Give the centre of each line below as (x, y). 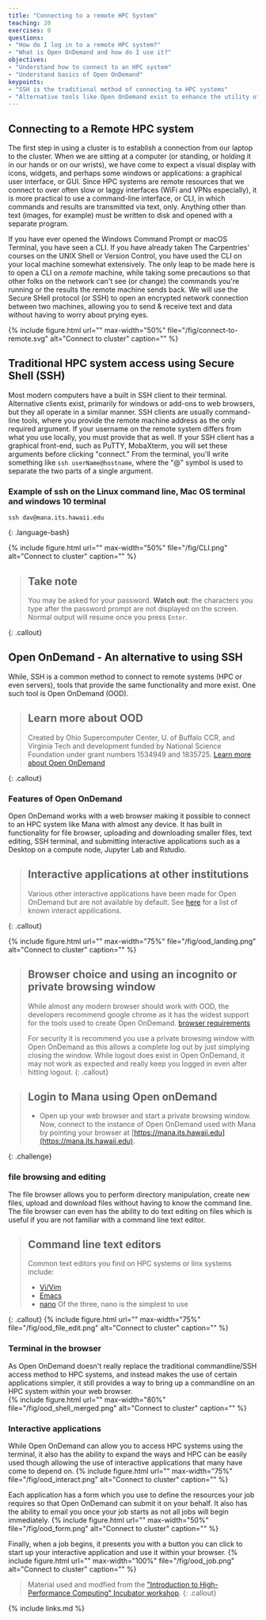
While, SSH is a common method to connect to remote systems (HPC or (125, 676)
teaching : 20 (30, 23)
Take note (52, 581)
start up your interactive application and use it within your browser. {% (123, 1553)
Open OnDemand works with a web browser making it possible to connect (129, 816)
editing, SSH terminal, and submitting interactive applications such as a (124, 841)
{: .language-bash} (39, 533)
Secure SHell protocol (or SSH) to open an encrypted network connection (128, 298)
